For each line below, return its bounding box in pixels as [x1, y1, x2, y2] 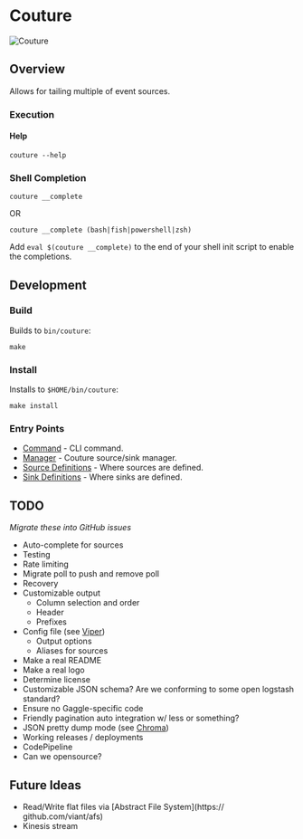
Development [9, 277, 88, 292]
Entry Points [9, 423, 65, 435]
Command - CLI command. [22, 443, 124, 453]
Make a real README [22, 655, 102, 666]
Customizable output [22, 587, 101, 598]
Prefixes [35, 616, 68, 627]
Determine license [22, 674, 90, 685]
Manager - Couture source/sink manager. [22, 453, 178, 463]
